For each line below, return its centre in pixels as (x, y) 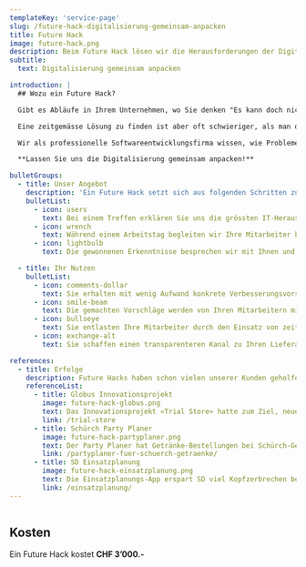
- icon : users (61, 209)
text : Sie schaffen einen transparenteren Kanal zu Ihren (154, 344)
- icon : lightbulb (68, 243)
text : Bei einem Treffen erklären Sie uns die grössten (150, 218)
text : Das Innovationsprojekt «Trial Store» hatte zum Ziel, (161, 411)
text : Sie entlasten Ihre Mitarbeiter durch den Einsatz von (161, 328)
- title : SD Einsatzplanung (87, 462)
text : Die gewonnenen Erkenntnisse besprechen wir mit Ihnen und (169, 252)
